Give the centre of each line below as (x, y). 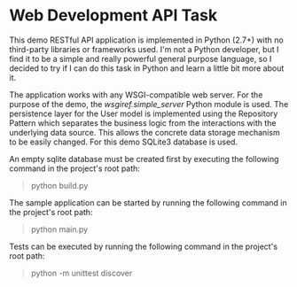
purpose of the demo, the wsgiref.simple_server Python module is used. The (149, 104)
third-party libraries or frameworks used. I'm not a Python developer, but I (144, 49)
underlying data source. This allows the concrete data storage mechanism (145, 132)
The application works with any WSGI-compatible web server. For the (136, 95)
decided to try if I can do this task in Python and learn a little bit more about (147, 68)
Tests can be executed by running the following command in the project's (143, 246)
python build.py (59, 185)
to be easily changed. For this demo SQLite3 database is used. (123, 142)
